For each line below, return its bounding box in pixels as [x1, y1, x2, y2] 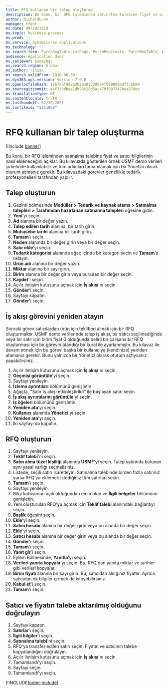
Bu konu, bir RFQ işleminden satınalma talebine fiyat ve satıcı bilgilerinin [5, 153, 153, 159]
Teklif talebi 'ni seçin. [12, 454, 57, 460]
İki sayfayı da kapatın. [12, 420, 58, 426]
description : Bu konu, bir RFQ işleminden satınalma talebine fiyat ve [5, 12, 158, 17]
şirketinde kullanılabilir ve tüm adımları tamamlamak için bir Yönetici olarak [5, 163, 159, 169]
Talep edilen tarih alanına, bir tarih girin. [12, 223, 96, 229]
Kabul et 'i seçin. [12, 581, 47, 587]
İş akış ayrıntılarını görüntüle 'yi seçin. [12, 394, 92, 400]
